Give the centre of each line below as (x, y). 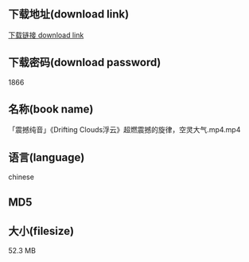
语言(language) (47, 157)
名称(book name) (51, 109)
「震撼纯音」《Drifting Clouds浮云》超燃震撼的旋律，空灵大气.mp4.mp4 (124, 130)
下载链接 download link (46, 35)
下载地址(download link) (69, 14)
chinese (21, 177)
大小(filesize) (41, 231)
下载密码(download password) (85, 63)
